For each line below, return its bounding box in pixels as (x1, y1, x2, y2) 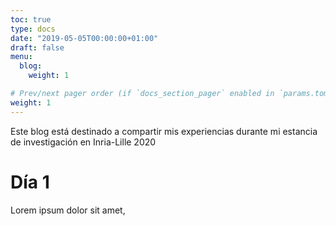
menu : (10, 52, 33, 62)
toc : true (10, 14, 52, 25)
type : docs (10, 24, 56, 34)
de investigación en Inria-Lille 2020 (10, 136, 157, 148)
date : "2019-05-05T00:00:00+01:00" (10, 33, 159, 43)
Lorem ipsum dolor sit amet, (10, 204, 126, 216)
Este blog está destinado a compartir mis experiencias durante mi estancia (10, 125, 318, 137)
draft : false (10, 42, 65, 53)
